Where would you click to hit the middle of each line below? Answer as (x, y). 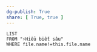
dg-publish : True (28, 12)
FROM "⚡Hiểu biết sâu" (35, 39)
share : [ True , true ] (35, 17)
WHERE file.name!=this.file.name (48, 44)
